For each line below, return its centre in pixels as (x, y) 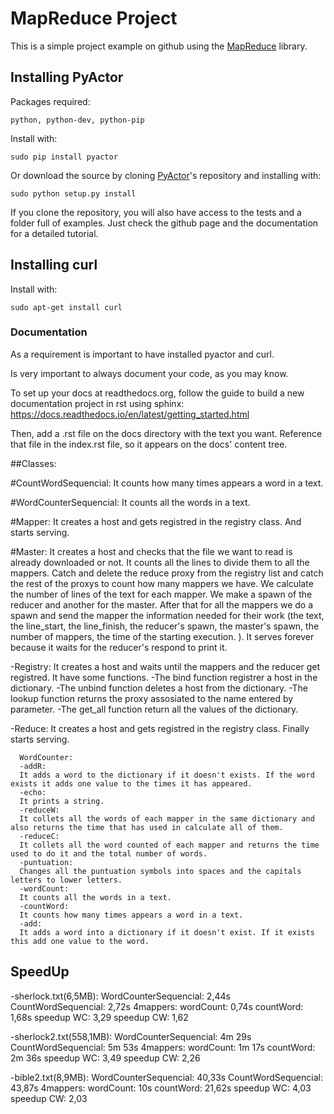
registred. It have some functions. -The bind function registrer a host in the (164, 677)
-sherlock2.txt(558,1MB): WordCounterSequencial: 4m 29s (131, 1036)
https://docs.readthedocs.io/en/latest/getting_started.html (130, 414)
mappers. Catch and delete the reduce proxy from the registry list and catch (167, 573)
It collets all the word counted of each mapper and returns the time (169, 845)
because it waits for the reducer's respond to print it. (119, 647)
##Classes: (33, 463)
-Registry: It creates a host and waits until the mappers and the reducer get (165, 666)
